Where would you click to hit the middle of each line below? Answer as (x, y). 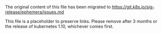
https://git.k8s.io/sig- (133, 7)
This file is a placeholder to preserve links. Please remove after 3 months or (81, 21)
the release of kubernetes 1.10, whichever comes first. (59, 26)
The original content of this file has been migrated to (58, 7)
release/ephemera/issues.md (35, 12)
